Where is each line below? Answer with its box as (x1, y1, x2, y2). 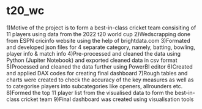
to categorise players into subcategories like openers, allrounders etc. (6, 82, 183, 89)
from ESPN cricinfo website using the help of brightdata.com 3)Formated (6, 37, 191, 44)
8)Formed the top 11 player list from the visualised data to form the (6, 89, 174, 96)
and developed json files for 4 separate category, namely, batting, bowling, (6, 43, 196, 51)
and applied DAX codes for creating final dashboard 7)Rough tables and (6, 69, 188, 77)
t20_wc (6, 4, 45, 18)
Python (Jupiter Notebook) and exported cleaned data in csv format (6, 56, 178, 64)
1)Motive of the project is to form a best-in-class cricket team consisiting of (6, 24, 196, 31)
